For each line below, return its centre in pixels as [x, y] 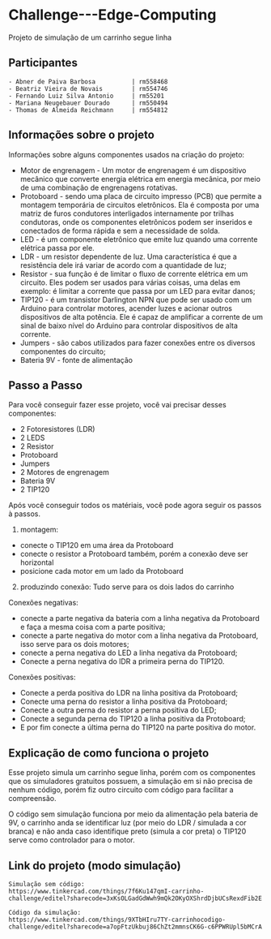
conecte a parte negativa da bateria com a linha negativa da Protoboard [140, 618]
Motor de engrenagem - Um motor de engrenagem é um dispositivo [133, 170]
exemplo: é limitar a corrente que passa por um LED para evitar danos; [138, 291]
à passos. [24, 514]
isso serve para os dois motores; [74, 644]
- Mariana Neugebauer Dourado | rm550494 [88, 103]
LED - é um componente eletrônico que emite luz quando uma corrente [139, 239]
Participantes [43, 63]
